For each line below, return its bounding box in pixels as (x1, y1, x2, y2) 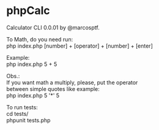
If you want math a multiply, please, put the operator (6, 79, 138, 86)
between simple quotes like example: (6, 85, 100, 92)
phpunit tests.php (6, 117, 51, 124)
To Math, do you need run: (6, 35, 73, 43)
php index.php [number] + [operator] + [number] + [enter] (6, 42, 153, 49)
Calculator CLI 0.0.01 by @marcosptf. (6, 24, 100, 31)
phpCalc (6, 4, 50, 18)
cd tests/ (6, 110, 29, 117)
